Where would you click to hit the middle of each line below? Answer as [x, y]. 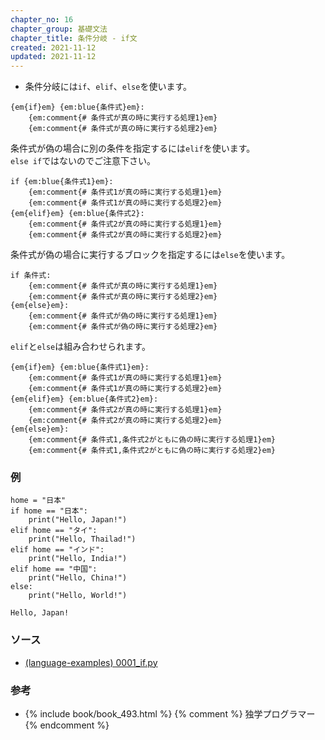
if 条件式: [31, 276]
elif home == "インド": [57, 550]
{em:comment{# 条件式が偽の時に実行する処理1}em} [123, 316]
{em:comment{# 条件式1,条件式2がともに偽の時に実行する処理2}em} [152, 451]
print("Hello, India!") [78, 559]
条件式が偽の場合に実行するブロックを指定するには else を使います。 [150, 255]
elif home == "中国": [54, 569]
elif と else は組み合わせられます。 [80, 347]
